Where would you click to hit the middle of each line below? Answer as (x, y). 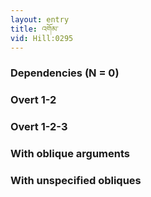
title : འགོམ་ (34, 29)
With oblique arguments (70, 154)
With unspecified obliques (76, 180)
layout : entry (40, 19)
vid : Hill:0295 (42, 38)
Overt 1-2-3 (39, 127)
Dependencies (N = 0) (65, 73)
